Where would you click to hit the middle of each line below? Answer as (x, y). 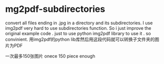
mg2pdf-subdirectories (55, 9)
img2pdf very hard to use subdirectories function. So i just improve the (78, 28)
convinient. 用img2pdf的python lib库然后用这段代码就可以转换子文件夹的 (80, 39)
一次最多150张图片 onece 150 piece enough (50, 56)
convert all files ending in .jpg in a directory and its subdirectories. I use (79, 23)
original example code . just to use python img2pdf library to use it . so (78, 33)
